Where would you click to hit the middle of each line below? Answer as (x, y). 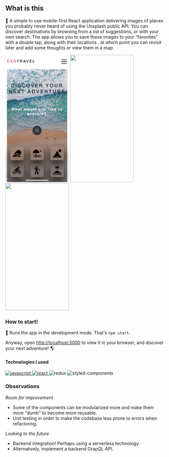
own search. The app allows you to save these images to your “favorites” (82, 37)
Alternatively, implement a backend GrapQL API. (63, 449)
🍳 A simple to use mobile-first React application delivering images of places (84, 20)
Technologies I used (27, 362)
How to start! (22, 322)
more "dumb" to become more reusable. (55, 413)
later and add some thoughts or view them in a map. (60, 47)
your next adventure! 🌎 (30, 349)
